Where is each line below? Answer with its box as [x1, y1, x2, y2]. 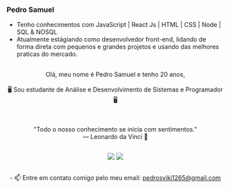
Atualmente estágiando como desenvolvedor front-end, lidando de [16, 35, 207, 44]
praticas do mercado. [16, 50, 78, 58]
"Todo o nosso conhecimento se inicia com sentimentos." [33, 125, 198, 133]
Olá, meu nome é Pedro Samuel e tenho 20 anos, [45, 70, 186, 78]
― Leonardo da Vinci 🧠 [82, 132, 148, 141]
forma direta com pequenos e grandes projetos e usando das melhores [16, 43, 219, 51]
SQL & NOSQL [16, 28, 58, 36]
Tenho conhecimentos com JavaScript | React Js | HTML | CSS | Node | [16, 21, 222, 29]
